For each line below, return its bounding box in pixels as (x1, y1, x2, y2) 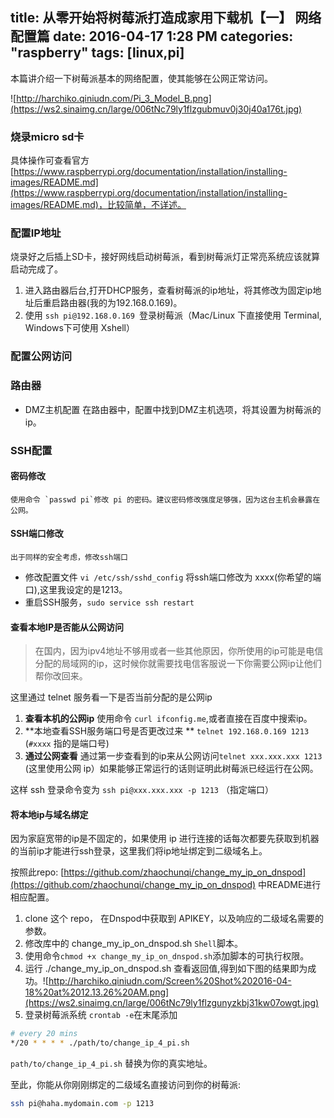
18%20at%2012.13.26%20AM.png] (24, 986, 170, 998)
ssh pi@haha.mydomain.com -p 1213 (10, 1099, 155, 1109)
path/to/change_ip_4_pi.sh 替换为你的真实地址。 (10, 1058, 213, 1070)
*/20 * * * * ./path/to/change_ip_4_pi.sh (10, 1038, 190, 1048)
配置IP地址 (10, 226, 62, 240)
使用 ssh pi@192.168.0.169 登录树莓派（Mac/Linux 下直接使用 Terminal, (24, 309, 322, 322)
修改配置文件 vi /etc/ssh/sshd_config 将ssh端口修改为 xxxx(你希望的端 (24, 571, 322, 583)
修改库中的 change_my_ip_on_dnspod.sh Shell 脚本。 (24, 938, 244, 950)
